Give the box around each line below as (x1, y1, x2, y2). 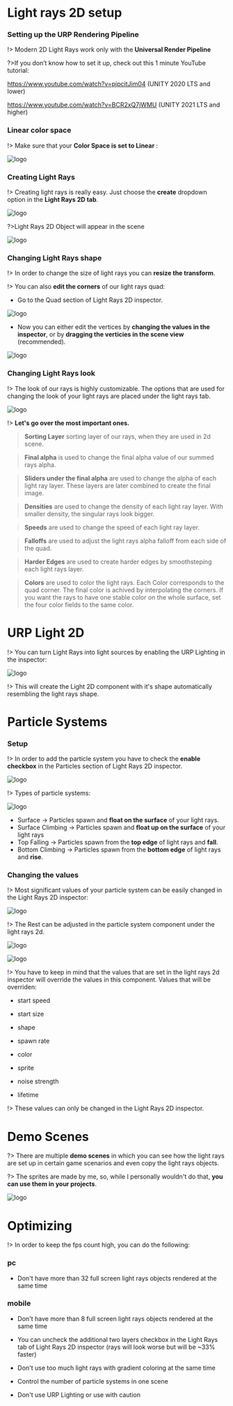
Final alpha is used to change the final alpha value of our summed (24, 453, 214, 461)
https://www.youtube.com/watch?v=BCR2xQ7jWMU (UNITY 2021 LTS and (7, 101, 220, 109)
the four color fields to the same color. (24, 600, 134, 609)
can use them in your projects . (7, 1180, 97, 1188)
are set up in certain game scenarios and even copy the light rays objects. (7, 1159, 219, 1167)
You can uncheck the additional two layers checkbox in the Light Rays (17, 1335, 218, 1343)
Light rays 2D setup (7, 5, 122, 21)
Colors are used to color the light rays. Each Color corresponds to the (24, 578, 225, 586)
